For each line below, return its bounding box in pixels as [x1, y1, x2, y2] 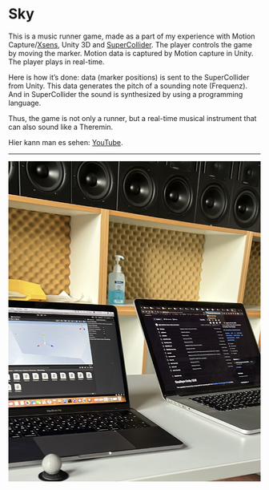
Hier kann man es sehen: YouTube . [8, 137, 123, 147]
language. [8, 98, 42, 107]
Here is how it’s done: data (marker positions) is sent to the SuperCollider [8, 72, 250, 82]
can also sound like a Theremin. [8, 122, 114, 132]
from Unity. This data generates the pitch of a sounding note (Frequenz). [8, 81, 248, 91]
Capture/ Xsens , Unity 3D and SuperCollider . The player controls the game [8, 39, 252, 49]
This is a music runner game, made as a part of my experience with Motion [8, 31, 255, 41]
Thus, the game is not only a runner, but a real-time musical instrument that [8, 113, 257, 123]
